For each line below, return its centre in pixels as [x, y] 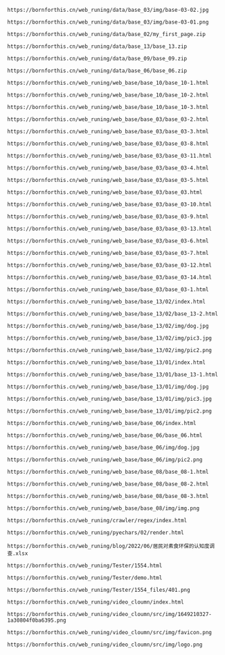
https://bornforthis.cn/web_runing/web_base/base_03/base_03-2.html [108, 119]
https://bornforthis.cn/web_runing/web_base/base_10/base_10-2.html [108, 95]
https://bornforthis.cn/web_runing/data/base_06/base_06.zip [97, 71]
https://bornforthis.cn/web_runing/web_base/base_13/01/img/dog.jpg [108, 387]
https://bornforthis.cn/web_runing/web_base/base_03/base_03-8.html [108, 144]
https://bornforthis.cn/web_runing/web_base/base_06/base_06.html [105, 436]
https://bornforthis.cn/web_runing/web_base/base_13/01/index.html [107, 363]
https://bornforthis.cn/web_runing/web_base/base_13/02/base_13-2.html [112, 314]
